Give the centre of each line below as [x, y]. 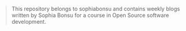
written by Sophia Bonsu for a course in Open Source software [90, 15]
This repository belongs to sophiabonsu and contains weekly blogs [96, 9]
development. [29, 22]
